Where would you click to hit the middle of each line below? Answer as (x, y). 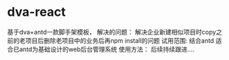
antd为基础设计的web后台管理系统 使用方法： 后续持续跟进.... (107, 49)
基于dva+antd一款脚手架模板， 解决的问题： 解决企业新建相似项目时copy (112, 32)
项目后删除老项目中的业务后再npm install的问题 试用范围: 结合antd (120, 40)
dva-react (36, 12)
